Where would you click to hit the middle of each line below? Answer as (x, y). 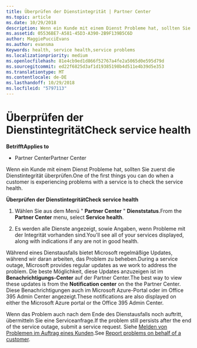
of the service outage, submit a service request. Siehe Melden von (87, 326)
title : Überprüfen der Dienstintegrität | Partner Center (79, 12)
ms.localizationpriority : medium (47, 55)
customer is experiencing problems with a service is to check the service (95, 182)
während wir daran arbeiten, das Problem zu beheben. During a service (92, 259)
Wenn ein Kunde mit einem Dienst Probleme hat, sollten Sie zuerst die (91, 169)
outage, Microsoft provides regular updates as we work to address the (91, 265)
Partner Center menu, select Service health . (69, 217)
